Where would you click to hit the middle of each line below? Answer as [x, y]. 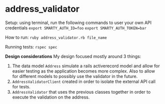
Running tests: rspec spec [31, 47]
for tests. [21, 86]
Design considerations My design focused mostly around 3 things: [73, 56]
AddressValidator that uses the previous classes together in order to [81, 92]
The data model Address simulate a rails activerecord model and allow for [86, 66]
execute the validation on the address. [51, 97]
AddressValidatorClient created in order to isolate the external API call [84, 81]
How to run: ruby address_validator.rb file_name [56, 37]
